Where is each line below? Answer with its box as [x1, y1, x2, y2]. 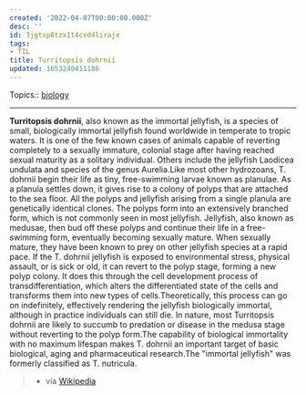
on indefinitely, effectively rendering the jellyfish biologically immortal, [9, 299, 273, 310]
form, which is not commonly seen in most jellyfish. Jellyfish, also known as [9, 212, 294, 223]
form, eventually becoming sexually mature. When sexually [49, 232, 271, 243]
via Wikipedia [45, 375, 97, 386]
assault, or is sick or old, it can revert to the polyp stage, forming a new [9, 261, 277, 272]
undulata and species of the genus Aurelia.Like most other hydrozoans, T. [9, 163, 287, 174]
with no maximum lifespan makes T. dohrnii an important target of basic [9, 338, 280, 349]
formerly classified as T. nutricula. [9, 358, 138, 369]
